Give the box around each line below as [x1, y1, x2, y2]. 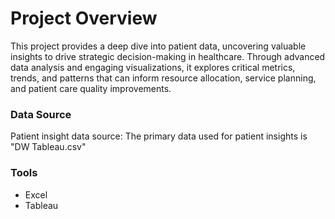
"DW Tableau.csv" [10, 141, 87, 153]
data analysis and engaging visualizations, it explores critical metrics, [10, 61, 296, 73]
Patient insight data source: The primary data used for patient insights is [10, 130, 308, 142]
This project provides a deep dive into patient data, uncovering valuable [10, 40, 307, 52]
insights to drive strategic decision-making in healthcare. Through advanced [10, 50, 326, 62]
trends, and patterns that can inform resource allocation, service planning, [10, 72, 317, 84]
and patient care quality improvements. [10, 82, 172, 94]
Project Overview [10, 7, 158, 30]
